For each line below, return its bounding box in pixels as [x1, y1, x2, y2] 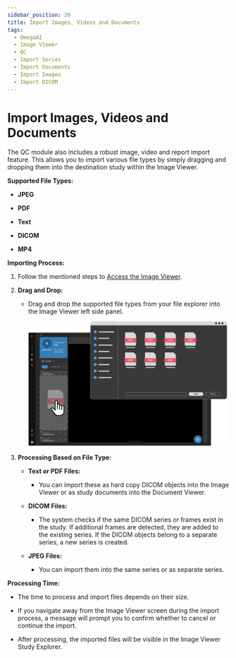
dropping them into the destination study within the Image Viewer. [7, 163, 199, 172]
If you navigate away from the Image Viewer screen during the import [17, 606, 220, 615]
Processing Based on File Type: [17, 453, 112, 462]
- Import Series [13, 56, 61, 64]
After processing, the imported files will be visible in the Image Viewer [17, 635, 221, 644]
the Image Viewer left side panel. [27, 307, 124, 316]
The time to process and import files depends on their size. [17, 593, 190, 602]
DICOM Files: [27, 502, 68, 510]
